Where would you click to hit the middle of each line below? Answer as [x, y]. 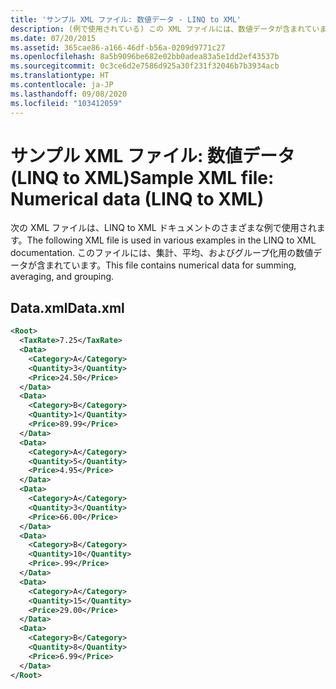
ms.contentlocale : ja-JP [62, 85]
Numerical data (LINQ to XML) [137, 198]
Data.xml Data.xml [67, 307]
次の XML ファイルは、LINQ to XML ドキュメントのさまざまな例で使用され [163, 228]
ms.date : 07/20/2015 [53, 38]
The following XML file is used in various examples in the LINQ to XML [171, 240]
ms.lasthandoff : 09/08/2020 [69, 94]
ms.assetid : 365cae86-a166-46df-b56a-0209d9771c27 [118, 47]
